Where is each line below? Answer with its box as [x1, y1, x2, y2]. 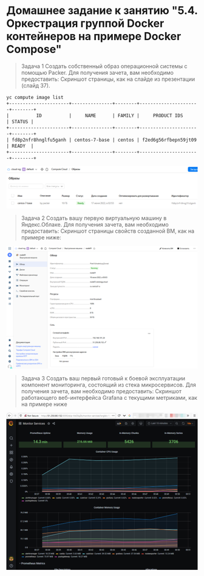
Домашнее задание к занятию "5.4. [6, 4, 198, 18]
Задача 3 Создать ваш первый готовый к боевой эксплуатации [21, 374, 185, 382]
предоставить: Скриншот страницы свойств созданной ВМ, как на [21, 227, 195, 235]
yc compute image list [6, 94, 64, 100]
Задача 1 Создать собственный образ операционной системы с [21, 62, 188, 70]
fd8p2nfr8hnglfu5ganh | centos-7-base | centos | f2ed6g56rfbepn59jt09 [12, 137, 197, 143]
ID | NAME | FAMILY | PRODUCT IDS [36, 112, 183, 118]
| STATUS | [6, 118, 34, 125]
